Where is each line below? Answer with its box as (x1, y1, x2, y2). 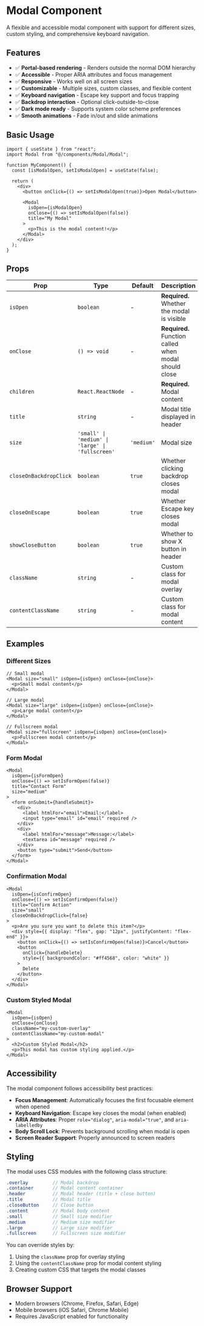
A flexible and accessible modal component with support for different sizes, (6, 24, 195, 31)
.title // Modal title (6, 1197, 91, 1203)
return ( (12, 178, 34, 184)
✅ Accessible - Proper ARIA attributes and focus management (15, 71, 172, 78)
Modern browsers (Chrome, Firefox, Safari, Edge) (15, 1300, 139, 1307)
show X (160, 537, 183, 546)
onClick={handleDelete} (22, 950, 83, 956)
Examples (6, 638, 44, 649)
